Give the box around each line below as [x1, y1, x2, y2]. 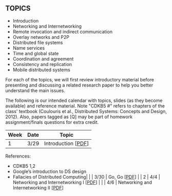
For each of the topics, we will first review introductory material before [5, 76, 154, 82]
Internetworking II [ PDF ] [12, 184, 64, 191]
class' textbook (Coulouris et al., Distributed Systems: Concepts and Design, [5, 108, 167, 114]
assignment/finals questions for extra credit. [5, 119, 99, 125]
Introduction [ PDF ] [44, 140, 89, 147]
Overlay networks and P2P [12, 34, 69, 40]
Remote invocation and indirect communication [12, 28, 113, 35]
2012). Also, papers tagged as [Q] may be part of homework [5, 114, 132, 120]
